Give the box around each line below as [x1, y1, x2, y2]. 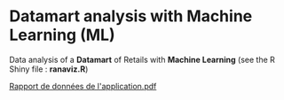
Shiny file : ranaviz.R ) [9, 64, 89, 74]
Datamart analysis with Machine [9, 6, 253, 27]
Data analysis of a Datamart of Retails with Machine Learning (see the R [9, 54, 275, 65]
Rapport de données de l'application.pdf [9, 81, 157, 91]
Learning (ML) [9, 25, 115, 45]
